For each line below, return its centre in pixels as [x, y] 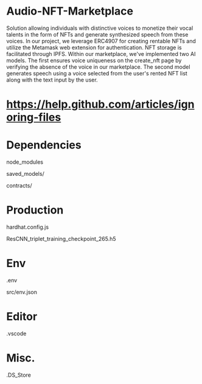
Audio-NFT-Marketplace [70, 11]
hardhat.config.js [28, 227]
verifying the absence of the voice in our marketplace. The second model [98, 67]
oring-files [34, 117]
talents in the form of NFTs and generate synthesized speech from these [97, 34]
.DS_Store [19, 375]
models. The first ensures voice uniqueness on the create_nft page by [94, 60]
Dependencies [44, 145]
